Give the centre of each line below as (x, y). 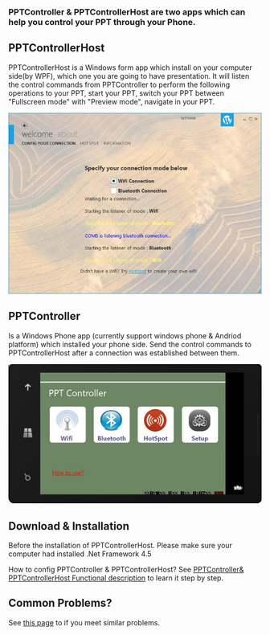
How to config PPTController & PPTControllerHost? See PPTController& (126, 570)
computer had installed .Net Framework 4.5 (80, 554)
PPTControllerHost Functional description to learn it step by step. (116, 578)
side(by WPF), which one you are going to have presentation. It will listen (129, 76)
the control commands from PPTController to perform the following (119, 84)
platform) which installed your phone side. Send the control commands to (130, 344)
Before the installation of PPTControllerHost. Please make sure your (121, 546)
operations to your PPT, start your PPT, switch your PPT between (117, 93)
